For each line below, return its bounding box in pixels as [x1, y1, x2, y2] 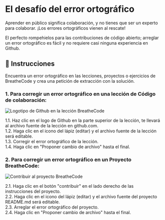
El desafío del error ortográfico [5, 3, 135, 15]
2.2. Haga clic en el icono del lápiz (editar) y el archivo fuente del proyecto [5, 194, 158, 200]
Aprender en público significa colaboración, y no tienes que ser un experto [5, 20, 158, 26]
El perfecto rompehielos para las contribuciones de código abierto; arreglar [5, 35, 159, 41]
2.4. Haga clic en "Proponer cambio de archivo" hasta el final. [5, 210, 131, 216]
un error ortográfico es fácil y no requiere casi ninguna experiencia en [5, 40, 148, 46]
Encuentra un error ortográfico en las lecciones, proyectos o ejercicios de [5, 73, 156, 79]
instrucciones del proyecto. [5, 188, 61, 194]
